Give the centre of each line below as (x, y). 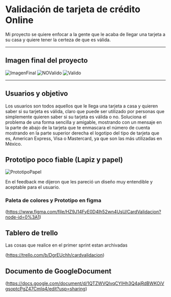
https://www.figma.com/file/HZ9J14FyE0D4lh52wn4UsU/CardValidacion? (84, 211)
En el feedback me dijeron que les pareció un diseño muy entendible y (79, 182)
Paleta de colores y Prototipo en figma (53, 201)
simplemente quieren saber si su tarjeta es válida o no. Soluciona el (76, 117)
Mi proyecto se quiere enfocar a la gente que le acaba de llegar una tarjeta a (85, 34)
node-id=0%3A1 (22, 217)
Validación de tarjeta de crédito (73, 9)
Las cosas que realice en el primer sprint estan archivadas (66, 245)
